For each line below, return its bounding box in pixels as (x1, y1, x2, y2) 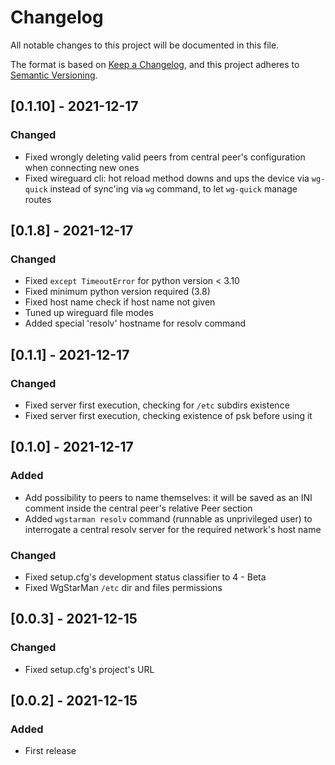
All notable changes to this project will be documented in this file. (10, 39, 280, 51)
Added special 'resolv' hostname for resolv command (24, 317, 247, 330)
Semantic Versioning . (10, 69, 98, 81)
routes (24, 193, 52, 205)
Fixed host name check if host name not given (24, 296, 216, 308)
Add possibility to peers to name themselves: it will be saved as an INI (24, 491, 313, 503)
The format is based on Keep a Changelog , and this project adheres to (10, 58, 300, 70)
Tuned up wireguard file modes (24, 307, 154, 319)
